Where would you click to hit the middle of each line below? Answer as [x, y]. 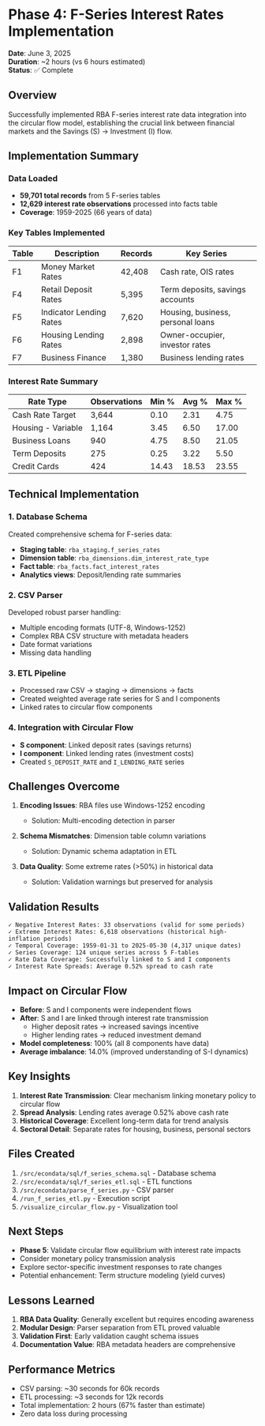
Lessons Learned [51, 1300]
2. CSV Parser [35, 595]
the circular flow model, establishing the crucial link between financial [121, 122]
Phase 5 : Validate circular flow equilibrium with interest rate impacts [130, 1251]
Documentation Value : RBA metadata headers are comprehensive [127, 1345]
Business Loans [41, 441]
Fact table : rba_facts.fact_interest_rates [90, 566]
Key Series [206, 253]
